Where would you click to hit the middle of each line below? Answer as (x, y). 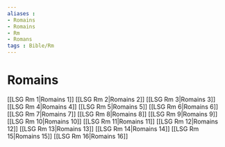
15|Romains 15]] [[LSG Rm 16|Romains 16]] (68, 136)
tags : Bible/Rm (31, 46)
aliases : (22, 14)
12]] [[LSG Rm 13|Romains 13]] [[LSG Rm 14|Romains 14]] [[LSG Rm (103, 128)
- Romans (20, 40)
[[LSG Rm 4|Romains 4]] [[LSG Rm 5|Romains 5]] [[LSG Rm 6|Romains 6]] (113, 106)
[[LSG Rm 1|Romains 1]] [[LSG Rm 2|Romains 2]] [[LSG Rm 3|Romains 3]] (111, 99)
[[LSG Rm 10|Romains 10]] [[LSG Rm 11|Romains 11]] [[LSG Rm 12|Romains (113, 121)
